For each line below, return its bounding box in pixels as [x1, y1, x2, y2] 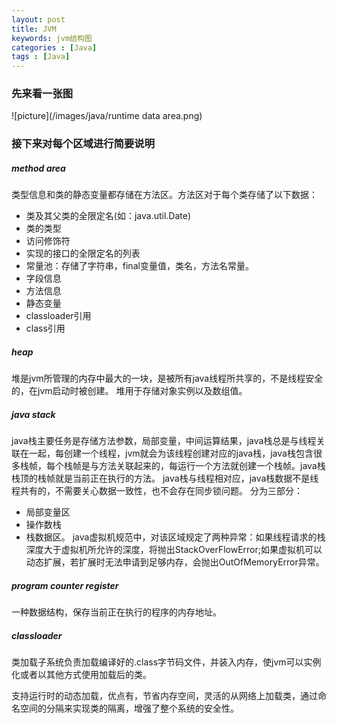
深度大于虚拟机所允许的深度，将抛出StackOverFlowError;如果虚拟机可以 [25, 544, 323, 556]
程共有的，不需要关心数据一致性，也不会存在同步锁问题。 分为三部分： [11, 485, 303, 497]
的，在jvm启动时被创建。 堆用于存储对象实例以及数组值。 [11, 385, 248, 397]
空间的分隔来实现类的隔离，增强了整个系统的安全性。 [19, 702, 239, 715]
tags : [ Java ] [11, 52, 71, 62]
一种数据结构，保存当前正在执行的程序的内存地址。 [11, 606, 222, 618]
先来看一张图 [11, 87, 74, 101]
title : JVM [11, 24, 57, 34]
